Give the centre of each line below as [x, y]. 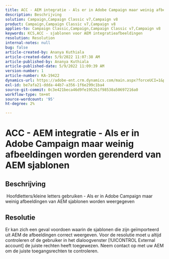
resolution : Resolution [30, 38]
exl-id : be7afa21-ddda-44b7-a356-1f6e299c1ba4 [55, 85]
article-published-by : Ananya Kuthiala [47, 62]
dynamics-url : [20, 80]
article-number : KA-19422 [32, 76]
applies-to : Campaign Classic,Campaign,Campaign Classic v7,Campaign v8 [83, 29]
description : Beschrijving [33, 15]
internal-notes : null [28, 43]
